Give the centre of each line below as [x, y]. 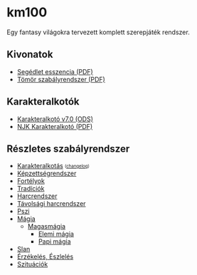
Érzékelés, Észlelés [45, 256]
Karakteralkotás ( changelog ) [53, 166]
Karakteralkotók [43, 102]
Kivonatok [30, 55]
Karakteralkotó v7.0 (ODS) [55, 119]
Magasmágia [46, 227]
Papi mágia [55, 242]
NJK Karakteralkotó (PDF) [55, 126]
